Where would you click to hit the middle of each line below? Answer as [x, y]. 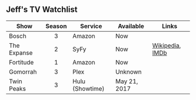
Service [91, 26]
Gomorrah [23, 71]
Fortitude [21, 62]
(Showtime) [89, 88]
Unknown [129, 71]
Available [131, 26]
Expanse [21, 53]
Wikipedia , [167, 45]
